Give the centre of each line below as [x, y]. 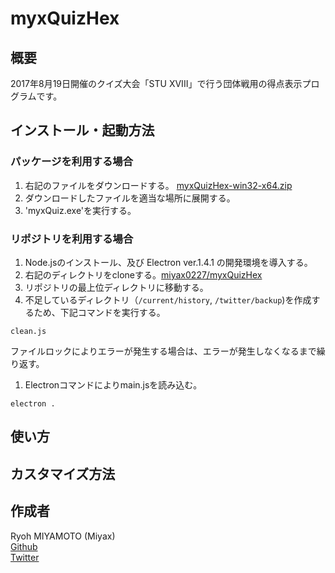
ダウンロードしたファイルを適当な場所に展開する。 [130, 198]
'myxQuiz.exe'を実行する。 [80, 210]
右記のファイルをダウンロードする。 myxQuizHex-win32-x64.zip [158, 185]
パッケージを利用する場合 [71, 162]
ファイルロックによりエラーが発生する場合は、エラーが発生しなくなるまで [163, 351]
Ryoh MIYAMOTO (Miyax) [63, 536]
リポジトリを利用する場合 [72, 239]
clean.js [28, 331]
